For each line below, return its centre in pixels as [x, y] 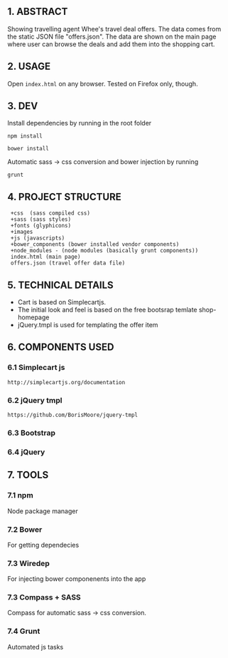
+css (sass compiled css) [50, 213]
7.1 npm [20, 495]
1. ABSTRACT [38, 12]
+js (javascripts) [38, 238]
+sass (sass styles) [41, 220]
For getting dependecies [43, 545]
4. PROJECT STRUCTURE [65, 196]
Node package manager [43, 511]
